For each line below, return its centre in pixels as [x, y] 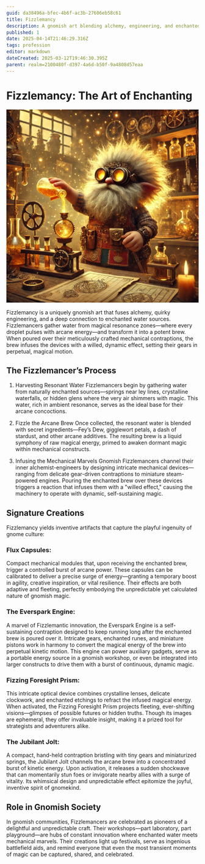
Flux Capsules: [29, 550]
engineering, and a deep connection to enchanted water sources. [88, 319]
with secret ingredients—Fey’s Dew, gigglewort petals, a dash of [96, 430]
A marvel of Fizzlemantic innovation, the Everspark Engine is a [85, 625]
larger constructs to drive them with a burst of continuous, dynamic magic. [100, 664]
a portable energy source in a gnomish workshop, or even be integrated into [102, 657]
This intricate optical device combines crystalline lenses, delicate [88, 694]
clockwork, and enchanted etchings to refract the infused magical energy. [99, 700]
